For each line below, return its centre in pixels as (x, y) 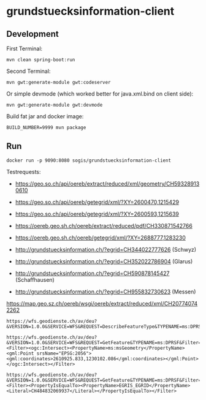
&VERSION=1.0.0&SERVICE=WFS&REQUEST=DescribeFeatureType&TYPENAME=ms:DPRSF (105, 326)
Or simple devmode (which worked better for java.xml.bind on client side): (100, 94)
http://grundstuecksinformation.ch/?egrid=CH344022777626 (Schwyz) (106, 249)
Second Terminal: (29, 71)
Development (33, 34)
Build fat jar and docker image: (45, 116)
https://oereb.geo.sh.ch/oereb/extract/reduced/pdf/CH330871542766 (104, 225)
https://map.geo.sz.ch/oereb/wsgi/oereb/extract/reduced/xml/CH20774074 (102, 303)
